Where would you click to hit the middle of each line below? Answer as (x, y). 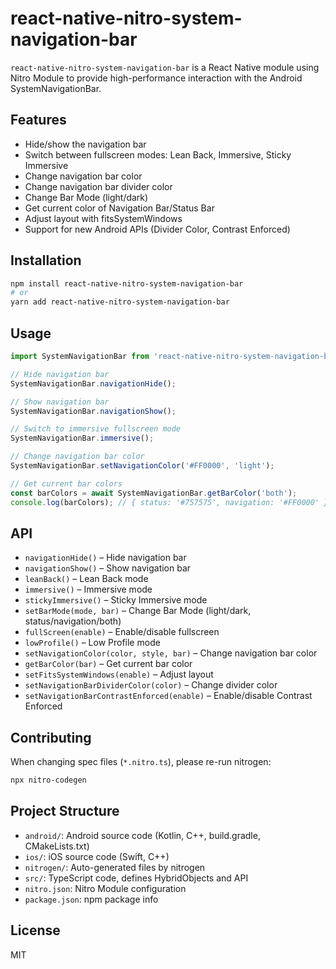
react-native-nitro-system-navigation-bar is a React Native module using (165, 67)
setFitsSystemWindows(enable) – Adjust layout (119, 674)
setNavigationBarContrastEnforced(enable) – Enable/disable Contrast (168, 696)
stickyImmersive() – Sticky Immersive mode (116, 600)
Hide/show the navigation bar (85, 144)
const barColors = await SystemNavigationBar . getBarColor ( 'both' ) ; (154, 493)
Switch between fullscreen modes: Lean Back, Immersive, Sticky (158, 154)
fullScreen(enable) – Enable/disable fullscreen (122, 632)
